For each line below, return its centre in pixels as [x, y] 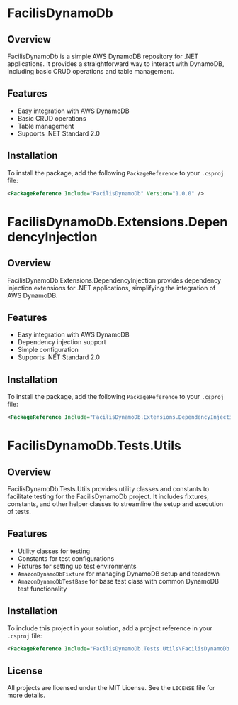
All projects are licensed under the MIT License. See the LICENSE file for [111, 688]
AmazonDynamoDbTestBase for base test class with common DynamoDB [118, 581]
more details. [27, 695]
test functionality [42, 589]
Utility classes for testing [54, 551]
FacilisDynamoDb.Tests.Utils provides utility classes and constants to [108, 489]
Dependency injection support [62, 342]
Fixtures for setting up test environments [77, 566]
